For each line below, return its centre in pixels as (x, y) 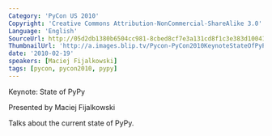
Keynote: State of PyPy (47, 91)
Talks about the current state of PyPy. (71, 123)
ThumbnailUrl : (32, 46)
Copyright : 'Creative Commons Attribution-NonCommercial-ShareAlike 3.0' (136, 23)
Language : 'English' (43, 31)
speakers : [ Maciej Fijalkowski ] (63, 62)
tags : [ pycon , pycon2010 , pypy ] (63, 69)
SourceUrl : (27, 38)
